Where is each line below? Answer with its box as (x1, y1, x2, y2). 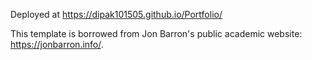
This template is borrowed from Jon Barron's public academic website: (10, 28, 303, 39)
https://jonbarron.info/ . (10, 39, 104, 50)
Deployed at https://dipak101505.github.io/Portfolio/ (10, 9, 223, 20)
